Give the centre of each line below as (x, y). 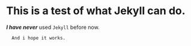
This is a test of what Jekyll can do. (96, 11)
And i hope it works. (39, 38)
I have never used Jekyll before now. (53, 27)
